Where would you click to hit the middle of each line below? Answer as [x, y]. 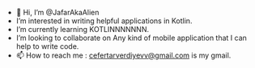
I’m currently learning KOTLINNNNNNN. [83, 29]
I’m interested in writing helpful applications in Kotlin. [104, 21]
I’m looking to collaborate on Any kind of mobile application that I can [131, 38]
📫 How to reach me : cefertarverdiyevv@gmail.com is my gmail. [123, 55]
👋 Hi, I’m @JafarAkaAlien [57, 12]
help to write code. [47, 46]
